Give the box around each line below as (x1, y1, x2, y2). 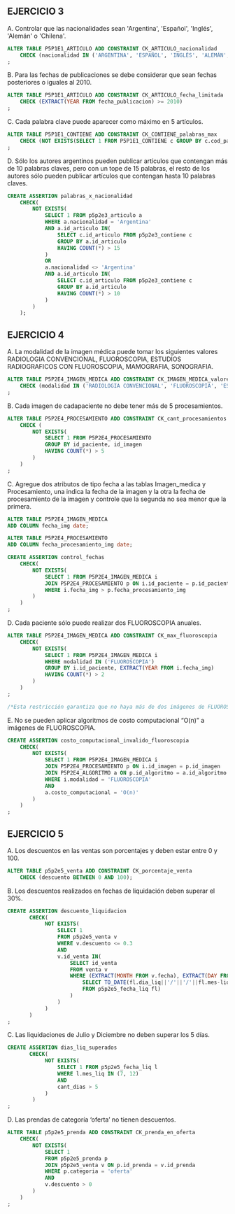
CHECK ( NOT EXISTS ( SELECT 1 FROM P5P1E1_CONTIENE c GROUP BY (20, 137, 201, 144)
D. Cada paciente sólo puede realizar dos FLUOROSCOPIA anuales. (7, 619, 201, 627)
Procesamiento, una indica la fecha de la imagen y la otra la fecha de (7, 487, 206, 495)
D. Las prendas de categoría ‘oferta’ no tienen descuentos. (7, 1115, 176, 1124)
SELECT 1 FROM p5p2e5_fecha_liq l (57, 1064, 158, 1071)
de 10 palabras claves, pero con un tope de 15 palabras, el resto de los (7, 164, 211, 172)
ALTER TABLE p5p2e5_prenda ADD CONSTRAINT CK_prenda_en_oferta (7, 1129, 196, 1136)
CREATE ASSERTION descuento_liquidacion (7, 908, 127, 915)
